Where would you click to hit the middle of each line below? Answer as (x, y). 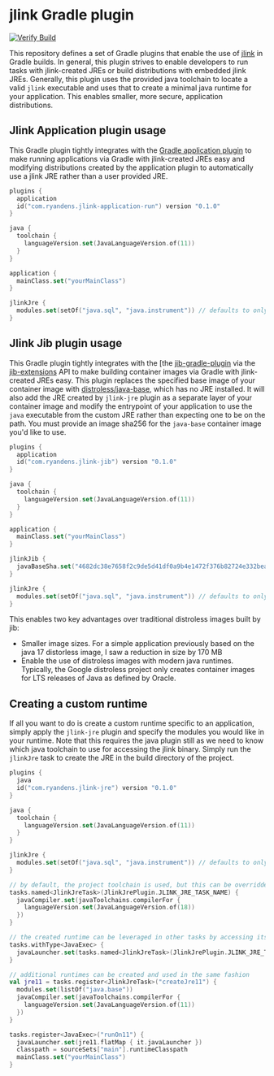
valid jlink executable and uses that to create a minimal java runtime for (130, 88)
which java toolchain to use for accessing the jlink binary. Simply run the (130, 749)
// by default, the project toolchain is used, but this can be (120, 885)
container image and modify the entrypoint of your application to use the (131, 406)
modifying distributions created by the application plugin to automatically (132, 167)
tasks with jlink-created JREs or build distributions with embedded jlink (128, 70)
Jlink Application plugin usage (88, 130)
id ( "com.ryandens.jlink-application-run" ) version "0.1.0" (119, 206)
